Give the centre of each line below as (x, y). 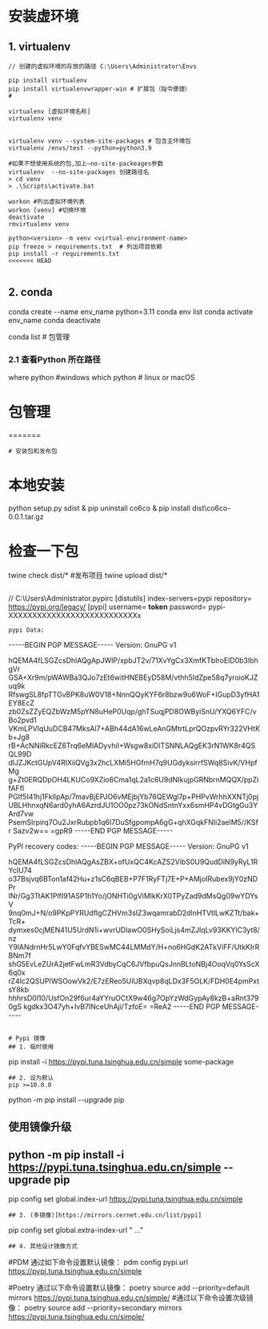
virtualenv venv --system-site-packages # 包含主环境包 (100, 141)
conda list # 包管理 (39, 337)
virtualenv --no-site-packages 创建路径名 (79, 172)
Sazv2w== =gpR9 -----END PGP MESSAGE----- (93, 830)
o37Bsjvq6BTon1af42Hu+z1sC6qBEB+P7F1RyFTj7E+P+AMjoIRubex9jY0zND (133, 879)
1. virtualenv (40, 46)
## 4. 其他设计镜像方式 (43, 1246)
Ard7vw (21, 814)
